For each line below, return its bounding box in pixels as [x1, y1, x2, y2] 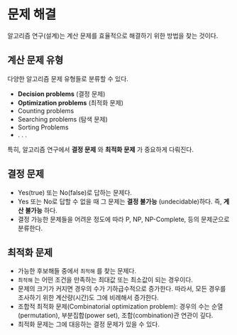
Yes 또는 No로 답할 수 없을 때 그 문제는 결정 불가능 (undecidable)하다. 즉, [17, 197, 222, 206]
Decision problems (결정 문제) [17, 90, 106, 98]
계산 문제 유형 [7, 54, 64, 66]
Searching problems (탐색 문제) [17, 115, 108, 123]
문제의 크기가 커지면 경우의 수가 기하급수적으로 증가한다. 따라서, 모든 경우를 [17, 285, 226, 293]
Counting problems [17, 106, 75, 115]
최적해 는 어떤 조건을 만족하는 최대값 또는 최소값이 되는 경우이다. [17, 275, 194, 285]
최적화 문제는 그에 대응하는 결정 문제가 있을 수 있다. [17, 320, 160, 329]
